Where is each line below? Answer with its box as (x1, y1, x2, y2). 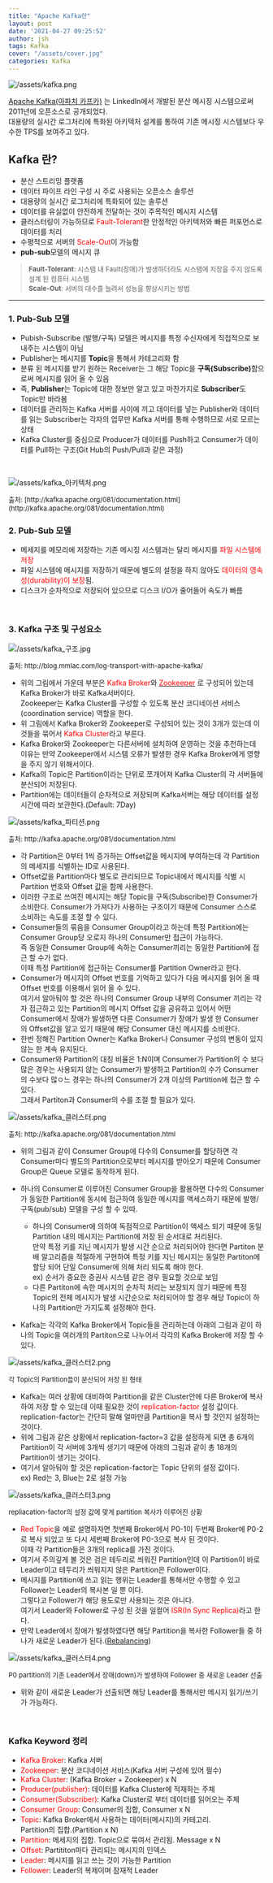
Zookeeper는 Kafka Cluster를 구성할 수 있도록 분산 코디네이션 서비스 (19, 698, 241, 708)
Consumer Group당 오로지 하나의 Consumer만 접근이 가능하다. (19, 932, 223, 942)
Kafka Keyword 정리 (8, 1735, 88, 1746)
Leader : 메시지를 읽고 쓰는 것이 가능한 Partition (19, 1855, 171, 1865)
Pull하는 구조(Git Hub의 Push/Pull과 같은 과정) (35, 445, 184, 454)
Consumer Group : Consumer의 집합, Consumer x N (19, 1804, 191, 1814)
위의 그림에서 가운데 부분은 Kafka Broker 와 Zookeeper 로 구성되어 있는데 (19, 678, 254, 688)
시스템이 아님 (41, 343, 84, 353)
